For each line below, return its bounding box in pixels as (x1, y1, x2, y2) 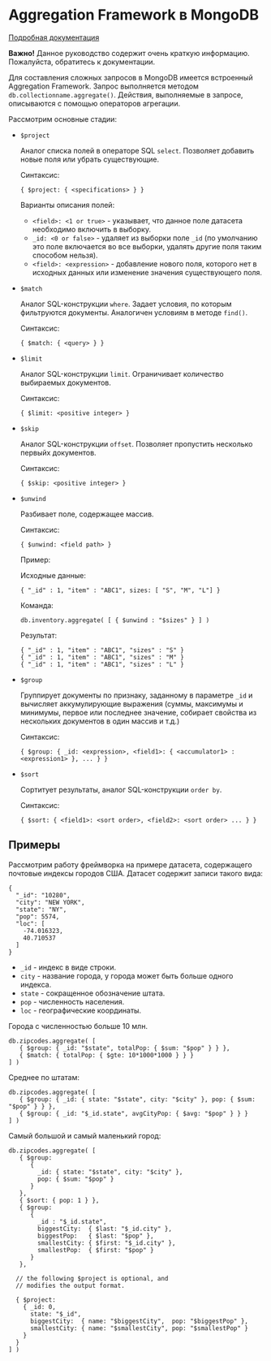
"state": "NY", (15, 905, 67, 914)
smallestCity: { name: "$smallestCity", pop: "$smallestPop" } (29, 1324, 249, 1333)
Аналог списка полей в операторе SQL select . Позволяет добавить (19, 145, 255, 155)
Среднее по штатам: (8, 1072, 80, 1082)
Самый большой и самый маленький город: (8, 1130, 161, 1140)
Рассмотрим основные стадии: (8, 114, 118, 123)
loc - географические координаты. (19, 1005, 142, 1015)
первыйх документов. (19, 447, 97, 457)
